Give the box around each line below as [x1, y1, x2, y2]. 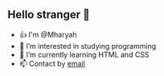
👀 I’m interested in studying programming [18, 41, 157, 50]
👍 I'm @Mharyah [18, 30, 77, 39]
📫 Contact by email [18, 58, 85, 68]
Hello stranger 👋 [7, 8, 90, 22]
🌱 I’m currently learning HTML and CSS [18, 50, 150, 59]
